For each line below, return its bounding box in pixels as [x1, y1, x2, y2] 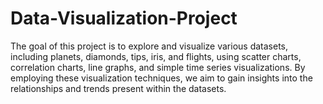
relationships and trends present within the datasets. [10, 82, 227, 94]
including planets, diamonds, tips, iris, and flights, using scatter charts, [10, 50, 302, 62]
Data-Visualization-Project [10, 7, 238, 30]
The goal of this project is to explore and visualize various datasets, [10, 40, 289, 52]
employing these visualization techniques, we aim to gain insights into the [10, 72, 313, 84]
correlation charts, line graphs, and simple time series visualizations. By [10, 61, 306, 73]
